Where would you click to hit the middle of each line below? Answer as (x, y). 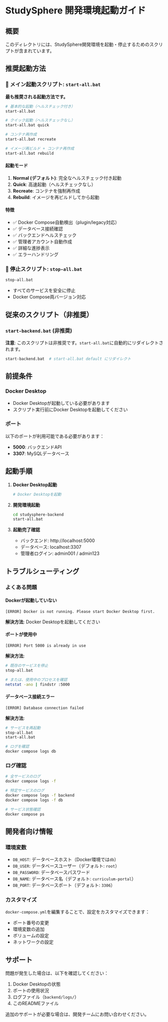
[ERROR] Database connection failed (44, 708)
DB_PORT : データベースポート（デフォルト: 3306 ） (64, 885)
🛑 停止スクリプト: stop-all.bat (44, 269)
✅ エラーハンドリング (36, 254)
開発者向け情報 (29, 831)
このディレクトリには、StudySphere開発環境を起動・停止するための (78, 44)
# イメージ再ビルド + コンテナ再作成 (40, 148)
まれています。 (39, 51)
